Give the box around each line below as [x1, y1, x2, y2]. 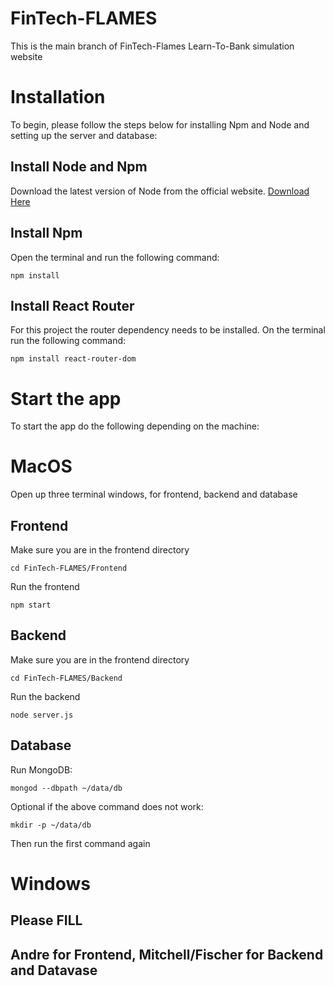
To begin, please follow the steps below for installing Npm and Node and [10, 118, 310, 131]
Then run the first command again [10, 837, 151, 849]
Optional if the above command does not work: [10, 800, 204, 812]
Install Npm [10, 225, 83, 242]
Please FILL [10, 912, 83, 929]
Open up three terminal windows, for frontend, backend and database [10, 488, 298, 501]
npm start [10, 600, 52, 610]
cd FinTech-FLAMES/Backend [10, 673, 123, 683]
